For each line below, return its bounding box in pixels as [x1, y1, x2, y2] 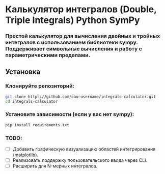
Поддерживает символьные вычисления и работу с [5, 45, 143, 52]
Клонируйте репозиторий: [5, 82, 75, 90]
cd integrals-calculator [5, 99, 58, 104]
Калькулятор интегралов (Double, [5, 4, 157, 15]
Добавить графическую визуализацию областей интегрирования [12, 146, 156, 152]
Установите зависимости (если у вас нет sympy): [5, 111, 134, 118]
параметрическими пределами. [5, 52, 91, 59]
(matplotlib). [12, 152, 39, 158]
